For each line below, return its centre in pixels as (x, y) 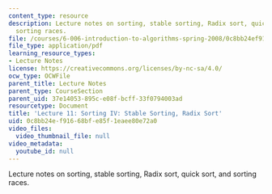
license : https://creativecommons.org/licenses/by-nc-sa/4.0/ (115, 69)
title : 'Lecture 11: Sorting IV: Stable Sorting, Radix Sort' (115, 114)
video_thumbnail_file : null (63, 136)
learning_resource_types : (52, 53)
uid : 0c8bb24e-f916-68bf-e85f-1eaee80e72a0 (83, 121)
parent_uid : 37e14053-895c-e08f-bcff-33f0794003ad (96, 99)
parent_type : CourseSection (56, 91)
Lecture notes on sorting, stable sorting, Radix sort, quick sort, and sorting (132, 174)
